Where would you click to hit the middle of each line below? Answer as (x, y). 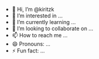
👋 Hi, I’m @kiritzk (33, 9)
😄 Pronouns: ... (31, 44)
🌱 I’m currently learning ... (44, 22)
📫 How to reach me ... (40, 35)
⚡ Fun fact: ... (28, 51)
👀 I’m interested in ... (37, 16)
